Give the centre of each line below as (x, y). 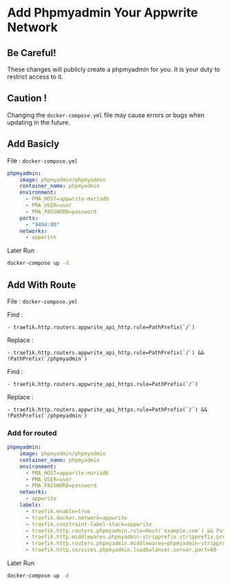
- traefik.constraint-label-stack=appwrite (89, 524)
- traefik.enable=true (58, 511)
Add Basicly (33, 144)
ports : (29, 218)
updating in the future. (39, 122)
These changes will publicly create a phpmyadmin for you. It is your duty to (114, 69)
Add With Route (42, 285)
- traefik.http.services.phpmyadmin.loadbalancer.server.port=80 (121, 550)
